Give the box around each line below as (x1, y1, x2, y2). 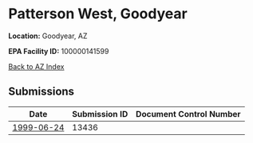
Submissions (8, 85, 74, 99)
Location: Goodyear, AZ (8, 31, 88, 41)
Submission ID (71, 108, 128, 119)
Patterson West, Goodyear (8, 5, 188, 23)
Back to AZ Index (8, 61, 65, 71)
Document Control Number (135, 108, 241, 119)
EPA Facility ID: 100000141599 (8, 46, 109, 56)
